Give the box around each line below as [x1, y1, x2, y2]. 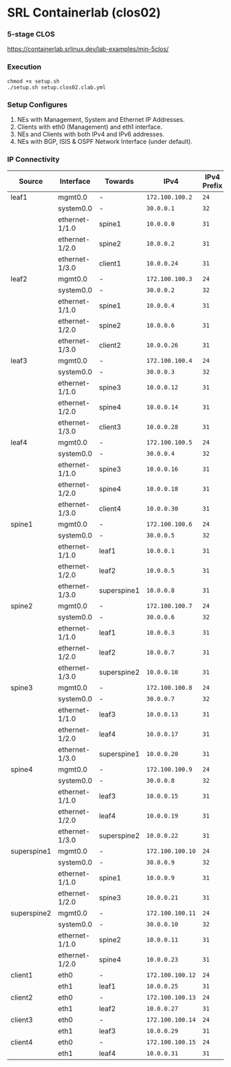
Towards [104, 177, 134, 187]
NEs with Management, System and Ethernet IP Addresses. [16, 116, 185, 124]
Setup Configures [7, 100, 67, 109]
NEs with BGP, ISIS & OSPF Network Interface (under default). [16, 138, 192, 146]
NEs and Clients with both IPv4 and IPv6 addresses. [16, 130, 165, 138]
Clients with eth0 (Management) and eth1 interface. [16, 123, 163, 131]
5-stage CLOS [7, 30, 55, 39]
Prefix [202, 181, 223, 191]
